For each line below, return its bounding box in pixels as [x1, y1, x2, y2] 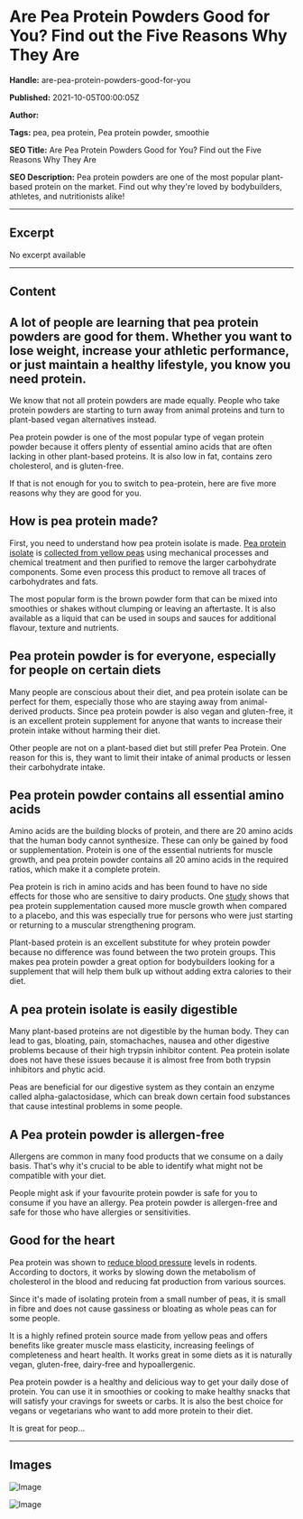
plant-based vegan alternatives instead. [9, 413, 157, 425]
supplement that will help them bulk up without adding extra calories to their [9, 966, 292, 977]
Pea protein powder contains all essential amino [9, 787, 285, 802]
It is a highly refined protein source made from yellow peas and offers [9, 1329, 268, 1341]
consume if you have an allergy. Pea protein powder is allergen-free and [9, 1198, 278, 1209]
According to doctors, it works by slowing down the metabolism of [9, 1266, 256, 1277]
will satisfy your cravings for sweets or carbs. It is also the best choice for [9, 1395, 284, 1406]
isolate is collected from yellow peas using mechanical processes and [9, 547, 269, 558]
